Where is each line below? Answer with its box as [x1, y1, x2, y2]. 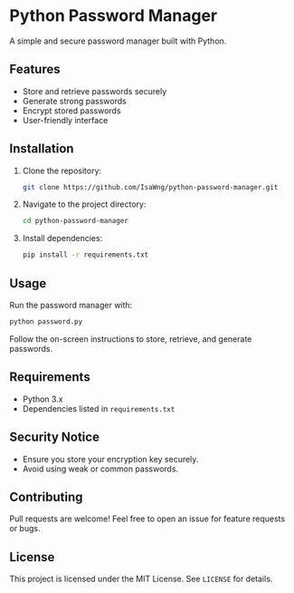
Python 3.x [22, 394, 63, 404]
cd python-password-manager [22, 217, 128, 226]
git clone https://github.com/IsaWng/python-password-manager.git [22, 182, 279, 191]
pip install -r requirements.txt [22, 250, 149, 259]
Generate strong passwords [22, 95, 127, 106]
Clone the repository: [22, 165, 102, 176]
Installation [9, 141, 74, 157]
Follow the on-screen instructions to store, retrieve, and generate [9, 333, 252, 345]
